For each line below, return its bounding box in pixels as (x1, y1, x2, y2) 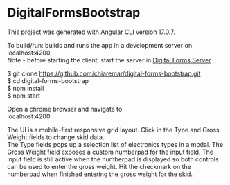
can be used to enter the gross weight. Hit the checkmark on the (7, 162, 192, 170)
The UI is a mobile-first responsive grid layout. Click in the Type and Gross (7, 125, 220, 134)
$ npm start (7, 91, 40, 100)
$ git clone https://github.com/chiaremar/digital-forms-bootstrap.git (7, 69, 201, 78)
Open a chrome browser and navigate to (7, 105, 123, 113)
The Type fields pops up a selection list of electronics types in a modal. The (7, 140, 224, 148)
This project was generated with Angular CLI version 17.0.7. (7, 28, 175, 36)
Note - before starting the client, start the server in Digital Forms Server (7, 55, 211, 64)
